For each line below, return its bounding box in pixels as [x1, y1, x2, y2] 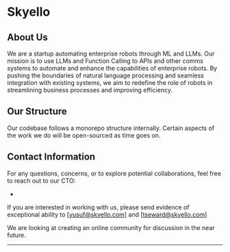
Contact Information [7, 151, 96, 163]
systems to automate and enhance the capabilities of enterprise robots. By [7, 64, 218, 72]
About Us [7, 32, 48, 43]
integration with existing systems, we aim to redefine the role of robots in [7, 79, 213, 86]
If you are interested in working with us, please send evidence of [7, 203, 190, 211]
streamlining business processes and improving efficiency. [7, 86, 173, 94]
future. [7, 231, 26, 239]
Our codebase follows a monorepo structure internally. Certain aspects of [7, 124, 215, 132]
